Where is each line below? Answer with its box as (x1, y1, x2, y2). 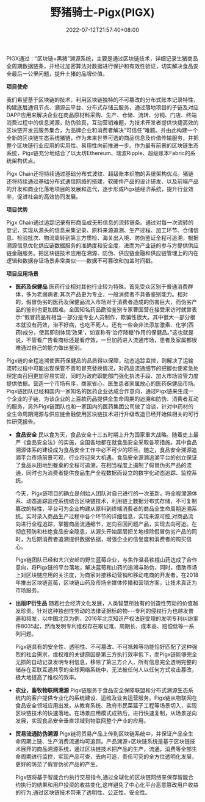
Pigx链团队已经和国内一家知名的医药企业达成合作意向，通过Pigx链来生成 (6, 387, 189, 394)
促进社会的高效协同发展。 (16, 193, 81, 200)
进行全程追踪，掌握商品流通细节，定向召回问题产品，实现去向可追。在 (20, 520, 197, 527)
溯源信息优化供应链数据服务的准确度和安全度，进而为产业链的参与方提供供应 (6, 242, 199, 249)
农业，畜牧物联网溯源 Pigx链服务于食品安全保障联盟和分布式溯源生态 (15, 686, 189, 693)
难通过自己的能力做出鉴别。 (15, 344, 85, 351)
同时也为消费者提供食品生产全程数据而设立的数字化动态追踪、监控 (26, 469, 192, 476)
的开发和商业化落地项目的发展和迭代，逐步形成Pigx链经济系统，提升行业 (6, 185, 189, 192)
